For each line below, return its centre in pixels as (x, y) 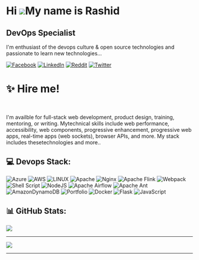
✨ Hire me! (33, 89)
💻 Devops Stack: (38, 162)
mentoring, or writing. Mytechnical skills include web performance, (88, 123)
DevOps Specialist (41, 33)
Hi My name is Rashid (63, 11)
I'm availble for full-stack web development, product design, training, (90, 117)
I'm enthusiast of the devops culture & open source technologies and (90, 47)
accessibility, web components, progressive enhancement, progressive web (99, 129)
